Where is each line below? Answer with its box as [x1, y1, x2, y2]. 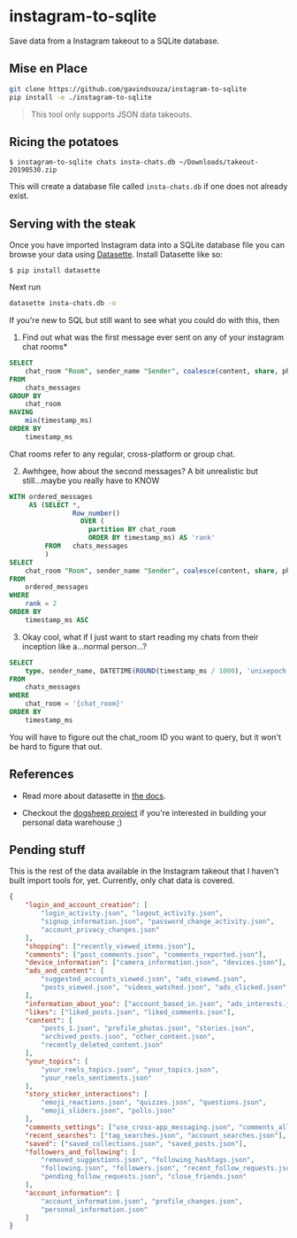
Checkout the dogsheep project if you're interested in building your [21, 807, 267, 818]
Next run [9, 281, 42, 293]
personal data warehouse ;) [21, 817, 123, 827]
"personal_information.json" [41, 1205, 148, 1214]
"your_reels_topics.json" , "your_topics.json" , [41, 1065, 219, 1074]
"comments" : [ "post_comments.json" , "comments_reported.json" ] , [25, 950, 267, 959]
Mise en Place [9, 61, 88, 76]
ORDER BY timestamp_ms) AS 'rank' [88, 534, 216, 542]
